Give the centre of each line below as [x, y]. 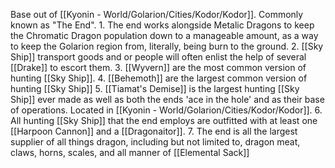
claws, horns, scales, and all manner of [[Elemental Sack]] [130, 152]
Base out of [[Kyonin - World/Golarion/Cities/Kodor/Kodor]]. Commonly [157, 14]
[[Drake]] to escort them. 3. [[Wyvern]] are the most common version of [158, 67]
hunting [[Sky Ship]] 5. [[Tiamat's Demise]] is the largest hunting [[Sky [155, 88]
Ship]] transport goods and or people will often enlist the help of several [158, 57]
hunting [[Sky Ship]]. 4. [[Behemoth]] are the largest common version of [159, 78]
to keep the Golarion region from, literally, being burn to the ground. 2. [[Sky [167, 46]
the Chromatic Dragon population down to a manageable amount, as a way [164, 35]
